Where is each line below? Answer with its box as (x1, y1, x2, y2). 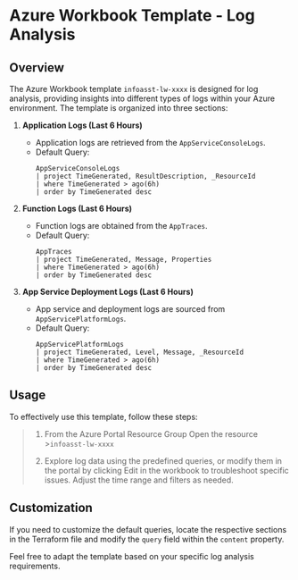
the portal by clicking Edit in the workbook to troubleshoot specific (44, 465, 290, 475)
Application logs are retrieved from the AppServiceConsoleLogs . (35, 138, 266, 147)
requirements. (9, 560, 61, 571)
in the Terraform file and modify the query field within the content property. (9, 534, 285, 544)
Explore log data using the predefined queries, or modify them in (44, 455, 283, 466)
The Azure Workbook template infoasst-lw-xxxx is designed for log (9, 84, 259, 94)
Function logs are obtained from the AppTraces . (35, 221, 208, 231)
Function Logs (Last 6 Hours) (21, 203, 132, 214)
